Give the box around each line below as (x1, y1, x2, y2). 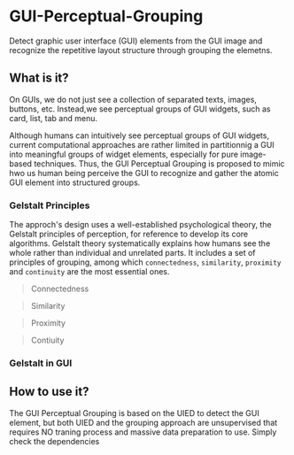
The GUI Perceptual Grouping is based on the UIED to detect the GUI (9, 407, 259, 418)
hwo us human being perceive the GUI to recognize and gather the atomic (9, 167, 279, 178)
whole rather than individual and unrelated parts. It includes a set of (9, 248, 256, 258)
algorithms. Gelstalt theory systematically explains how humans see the (9, 238, 271, 249)
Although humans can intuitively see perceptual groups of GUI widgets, (9, 130, 270, 141)
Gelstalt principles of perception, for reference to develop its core (9, 228, 249, 240)
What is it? (9, 71, 69, 86)
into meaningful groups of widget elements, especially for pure (9, 149, 239, 159)
